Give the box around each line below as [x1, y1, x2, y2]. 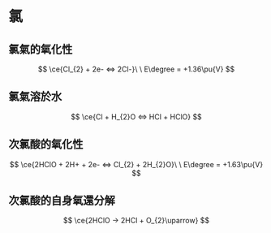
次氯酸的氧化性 [8, 137, 84, 151]
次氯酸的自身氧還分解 [8, 194, 115, 208]
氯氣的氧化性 [8, 42, 73, 56]
